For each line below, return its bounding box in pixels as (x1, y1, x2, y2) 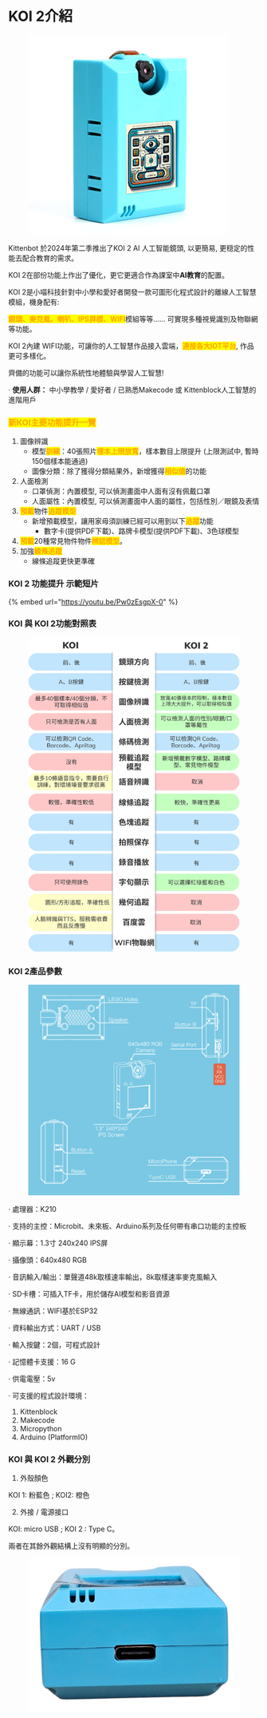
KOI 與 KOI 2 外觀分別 (8, 1454, 91, 1465)
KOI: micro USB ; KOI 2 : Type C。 (8, 1524, 120, 1534)
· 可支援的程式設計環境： (8, 1391, 89, 1401)
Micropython (19, 1424, 62, 1434)
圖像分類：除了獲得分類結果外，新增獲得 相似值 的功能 (31, 466, 207, 476)
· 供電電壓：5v (8, 1374, 56, 1384)
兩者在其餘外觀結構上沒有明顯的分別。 (8, 1542, 134, 1551)
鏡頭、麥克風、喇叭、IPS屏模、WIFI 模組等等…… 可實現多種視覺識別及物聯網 (8, 314, 258, 323)
